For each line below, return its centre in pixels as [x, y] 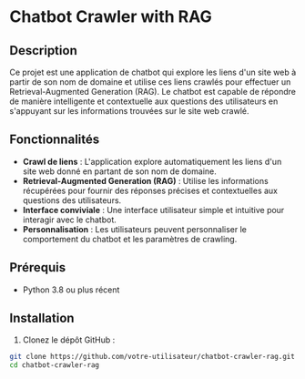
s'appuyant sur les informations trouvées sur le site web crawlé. [129, 111]
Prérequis [38, 267]
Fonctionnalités [55, 140]
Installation [42, 318]
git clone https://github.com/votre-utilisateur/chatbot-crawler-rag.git [152, 357]
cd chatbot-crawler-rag [55, 365]
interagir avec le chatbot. [69, 220]
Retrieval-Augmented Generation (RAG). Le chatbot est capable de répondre [152, 92]
